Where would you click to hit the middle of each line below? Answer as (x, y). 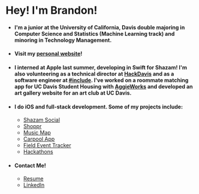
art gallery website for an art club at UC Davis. (73, 93)
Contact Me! (30, 165)
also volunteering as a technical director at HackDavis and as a (94, 74)
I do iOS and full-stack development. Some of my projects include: (99, 107)
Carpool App (39, 139)
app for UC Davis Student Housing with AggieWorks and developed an (103, 86)
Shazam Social (42, 120)
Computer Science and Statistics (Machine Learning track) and (94, 34)
